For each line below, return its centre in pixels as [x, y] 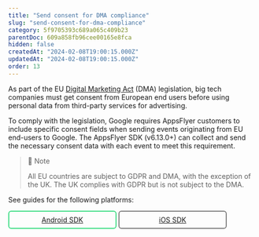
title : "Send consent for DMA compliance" [79, 15]
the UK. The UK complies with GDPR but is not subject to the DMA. [136, 184]
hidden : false [31, 45]
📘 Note [39, 161]
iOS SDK [172, 220]
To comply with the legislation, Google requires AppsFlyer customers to [124, 120]
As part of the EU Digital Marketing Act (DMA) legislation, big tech [115, 89]
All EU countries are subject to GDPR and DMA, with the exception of [139, 176]
